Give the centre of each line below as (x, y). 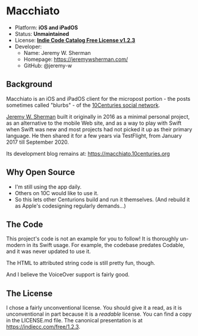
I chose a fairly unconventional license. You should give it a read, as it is (94, 308)
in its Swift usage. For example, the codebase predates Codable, (106, 245)
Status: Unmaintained (42, 33)
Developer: (28, 47)
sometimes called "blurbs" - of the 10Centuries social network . (83, 105)
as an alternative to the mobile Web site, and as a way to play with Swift (94, 123)
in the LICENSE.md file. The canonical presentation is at (74, 320)
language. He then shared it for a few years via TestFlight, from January (94, 135)
